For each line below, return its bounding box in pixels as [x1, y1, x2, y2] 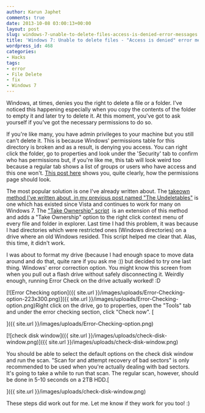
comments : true [6, 15, 45, 21]
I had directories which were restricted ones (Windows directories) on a [6, 227, 187, 233]
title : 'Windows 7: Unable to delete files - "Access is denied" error [6, 37, 192, 43]
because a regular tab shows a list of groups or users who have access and [6, 163, 196, 170]
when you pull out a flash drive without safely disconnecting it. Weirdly [6, 270, 184, 278]
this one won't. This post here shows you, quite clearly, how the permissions [6, 169, 199, 177]
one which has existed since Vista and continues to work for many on [6, 200, 181, 208]
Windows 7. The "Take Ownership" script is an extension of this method [6, 207, 188, 214]
